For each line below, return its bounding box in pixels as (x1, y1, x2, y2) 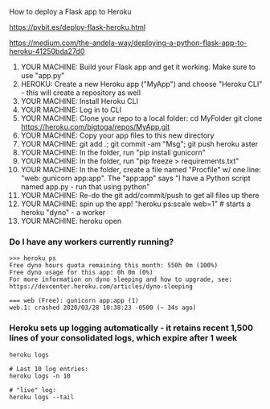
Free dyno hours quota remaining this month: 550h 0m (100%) (9, 262, 219, 270)
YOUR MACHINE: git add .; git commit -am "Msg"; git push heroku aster (20, 139, 259, 148)
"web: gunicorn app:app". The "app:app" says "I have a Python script (20, 173, 251, 183)
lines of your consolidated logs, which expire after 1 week (9, 333, 238, 344)
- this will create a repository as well (20, 88, 141, 97)
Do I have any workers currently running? (9, 236, 174, 247)
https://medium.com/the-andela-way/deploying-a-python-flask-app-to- (9, 38, 247, 48)
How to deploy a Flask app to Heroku (9, 7, 132, 16)
